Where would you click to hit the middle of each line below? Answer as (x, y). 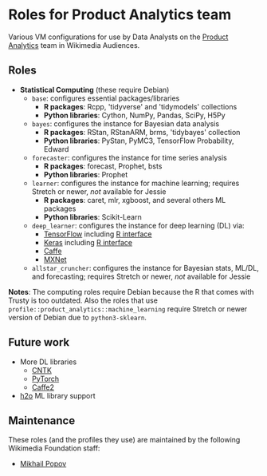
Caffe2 (43, 387)
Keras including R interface (88, 242)
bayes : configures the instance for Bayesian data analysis (126, 123)
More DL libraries (48, 362)
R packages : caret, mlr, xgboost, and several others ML (135, 200)
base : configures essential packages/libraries (106, 98)
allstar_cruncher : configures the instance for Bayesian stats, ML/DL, (145, 268)
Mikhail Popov (43, 464)
